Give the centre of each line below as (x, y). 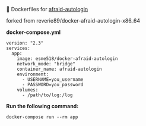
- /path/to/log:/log (47, 95)
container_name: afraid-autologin (59, 69)
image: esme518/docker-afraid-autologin (67, 59)
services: (18, 48)
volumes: (28, 90)
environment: (33, 74)
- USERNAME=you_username (53, 80)
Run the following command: (42, 106)
